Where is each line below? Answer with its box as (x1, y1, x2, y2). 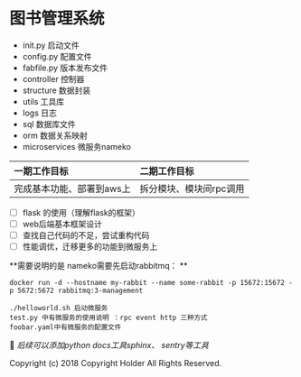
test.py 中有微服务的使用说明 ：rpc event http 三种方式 (9, 313, 208, 323)
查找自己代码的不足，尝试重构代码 (22, 230, 150, 241)
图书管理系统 (9, 8, 106, 29)
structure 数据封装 (22, 85, 91, 96)
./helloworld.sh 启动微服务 (9, 304, 108, 313)
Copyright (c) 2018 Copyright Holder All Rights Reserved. (9, 358, 222, 369)
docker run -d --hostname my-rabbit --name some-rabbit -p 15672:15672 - (9, 279, 294, 288)
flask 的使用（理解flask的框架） (22, 207, 140, 217)
